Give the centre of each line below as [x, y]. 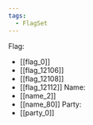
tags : [17, 16]
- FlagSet [31, 23]
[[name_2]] [38, 95]
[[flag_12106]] [42, 70]
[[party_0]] [37, 112]
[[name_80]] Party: [50, 104]
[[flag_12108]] [42, 79]
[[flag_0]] [35, 62]
